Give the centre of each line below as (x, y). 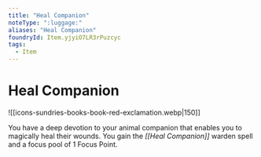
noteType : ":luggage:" (45, 23)
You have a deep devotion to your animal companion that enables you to (125, 127)
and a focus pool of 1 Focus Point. (63, 144)
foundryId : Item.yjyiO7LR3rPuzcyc (65, 37)
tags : (17, 45)
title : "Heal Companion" (49, 15)
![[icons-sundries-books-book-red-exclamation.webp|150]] (104, 112)
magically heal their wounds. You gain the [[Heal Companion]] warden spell (130, 136)
